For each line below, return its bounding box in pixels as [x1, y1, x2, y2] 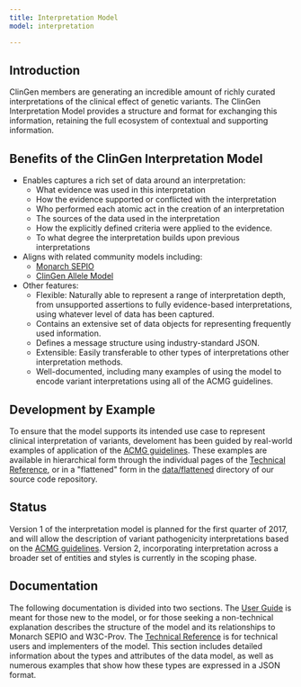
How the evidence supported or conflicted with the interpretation [35, 194, 277, 205]
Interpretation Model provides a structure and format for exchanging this [9, 105, 278, 117]
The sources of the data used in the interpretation [35, 213, 220, 224]
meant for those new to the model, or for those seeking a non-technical [9, 611, 274, 622]
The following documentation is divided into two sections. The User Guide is [9, 602, 292, 613]
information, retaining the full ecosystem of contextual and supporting [9, 115, 269, 126]
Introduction [9, 62, 81, 77]
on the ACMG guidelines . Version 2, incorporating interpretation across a [9, 542, 279, 554]
